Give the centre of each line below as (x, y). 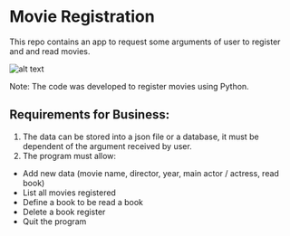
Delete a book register (64, 212)
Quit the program (54, 221)
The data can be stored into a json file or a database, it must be (141, 137)
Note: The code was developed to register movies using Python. (129, 86)
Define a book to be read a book (82, 202)
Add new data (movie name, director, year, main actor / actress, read (150, 173)
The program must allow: (69, 156)
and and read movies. (50, 51)
